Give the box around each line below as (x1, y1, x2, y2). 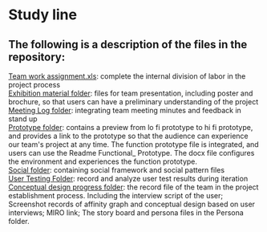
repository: (8, 50, 66, 63)
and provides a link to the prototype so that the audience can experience (8, 131, 249, 140)
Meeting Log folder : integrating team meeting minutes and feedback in (8, 106, 242, 115)
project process (8, 80, 61, 89)
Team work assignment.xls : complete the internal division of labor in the (8, 71, 246, 81)
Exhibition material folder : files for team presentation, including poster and (8, 88, 253, 98)
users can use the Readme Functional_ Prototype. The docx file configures (8, 149, 255, 157)
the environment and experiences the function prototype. (8, 157, 198, 166)
